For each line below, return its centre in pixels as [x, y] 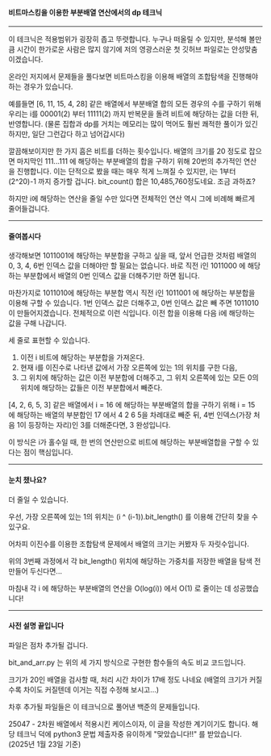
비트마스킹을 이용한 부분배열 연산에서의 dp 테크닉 [85, 12]
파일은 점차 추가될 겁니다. [48, 645]
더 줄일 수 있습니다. [38, 499]
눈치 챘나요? [27, 480]
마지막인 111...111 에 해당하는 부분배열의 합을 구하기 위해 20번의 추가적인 [129, 161]
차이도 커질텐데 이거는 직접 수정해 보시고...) [91, 689]
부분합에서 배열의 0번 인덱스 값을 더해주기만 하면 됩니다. [111, 276]
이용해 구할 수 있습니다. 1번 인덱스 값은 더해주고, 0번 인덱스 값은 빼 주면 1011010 [134, 303]
